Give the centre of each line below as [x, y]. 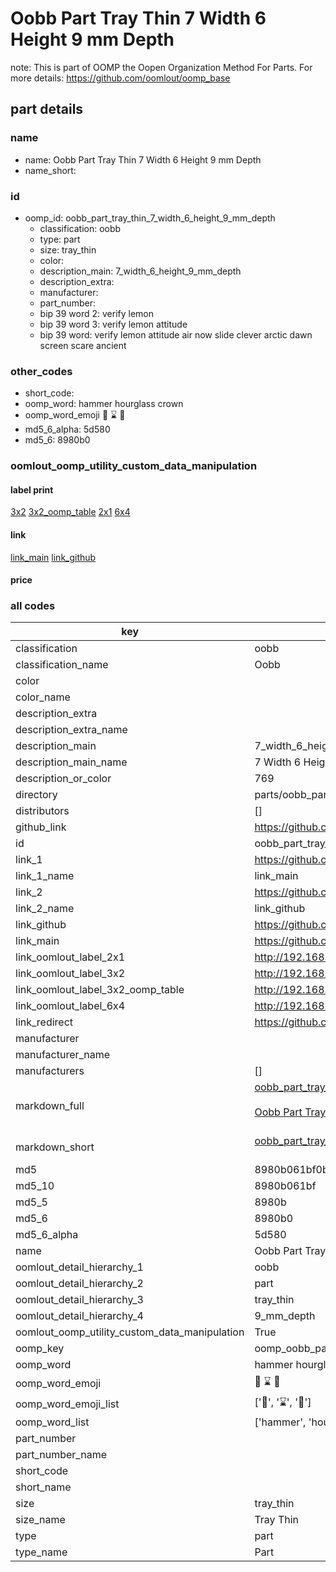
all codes [33, 606]
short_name [43, 1487]
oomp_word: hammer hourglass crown [104, 404]
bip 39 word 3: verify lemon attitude [113, 324]
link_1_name [45, 876]
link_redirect [44, 1022]
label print [32, 489]
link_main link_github [53, 557]
